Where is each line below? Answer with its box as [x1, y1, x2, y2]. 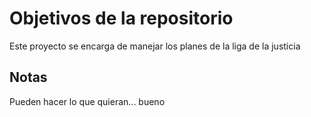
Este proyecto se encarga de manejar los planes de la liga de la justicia [9, 40, 301, 52]
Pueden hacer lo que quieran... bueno [9, 95, 166, 107]
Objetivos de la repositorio [9, 7, 234, 30]
